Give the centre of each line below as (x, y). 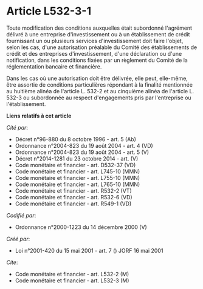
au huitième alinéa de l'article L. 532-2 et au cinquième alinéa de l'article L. (100, 91)
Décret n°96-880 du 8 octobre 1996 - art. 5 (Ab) (76, 139)
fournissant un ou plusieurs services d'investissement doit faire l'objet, (95, 41)
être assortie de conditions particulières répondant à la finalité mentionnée (100, 85)
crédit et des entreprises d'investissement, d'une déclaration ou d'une (94, 53)
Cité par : (17, 127)
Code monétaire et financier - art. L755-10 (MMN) (77, 178)
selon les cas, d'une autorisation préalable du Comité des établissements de (102, 47)
